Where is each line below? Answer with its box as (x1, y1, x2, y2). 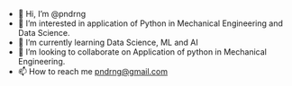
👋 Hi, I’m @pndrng (17, 9, 87, 19)
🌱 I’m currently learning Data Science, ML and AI (17, 37, 198, 47)
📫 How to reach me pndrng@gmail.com (17, 66, 169, 76)
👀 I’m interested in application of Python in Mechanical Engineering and (17, 18, 284, 29)
